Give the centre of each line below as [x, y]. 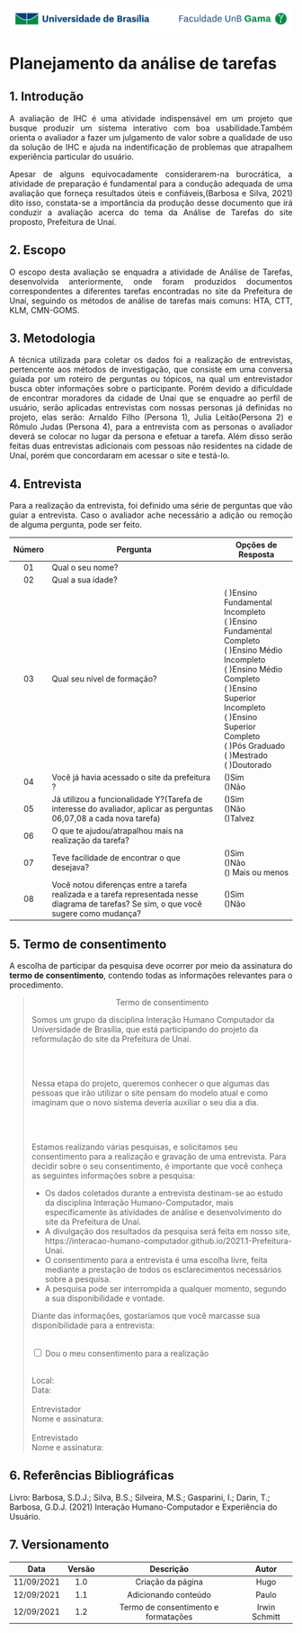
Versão [81, 1569]
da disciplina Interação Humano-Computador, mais [139, 1203]
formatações [169, 1616]
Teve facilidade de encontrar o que [116, 858]
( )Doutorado [248, 764]
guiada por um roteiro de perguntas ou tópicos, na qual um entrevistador [151, 379]
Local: [43, 1381]
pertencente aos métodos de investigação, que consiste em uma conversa [151, 370]
